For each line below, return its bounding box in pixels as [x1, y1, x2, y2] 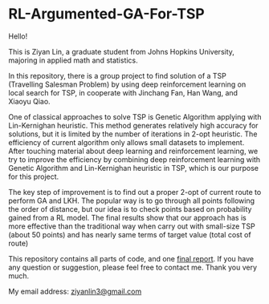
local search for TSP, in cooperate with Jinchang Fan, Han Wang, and [8, 87, 238, 97]
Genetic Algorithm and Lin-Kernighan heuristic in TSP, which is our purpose [8, 163, 259, 172]
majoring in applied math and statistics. [8, 55, 138, 65]
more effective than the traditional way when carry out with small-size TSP [8, 221, 255, 231]
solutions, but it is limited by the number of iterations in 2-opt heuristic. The [8, 129, 258, 139]
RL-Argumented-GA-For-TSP [8, 5, 205, 23]
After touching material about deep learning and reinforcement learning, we [8, 146, 259, 156]
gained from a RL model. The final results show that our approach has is [8, 213, 247, 222]
